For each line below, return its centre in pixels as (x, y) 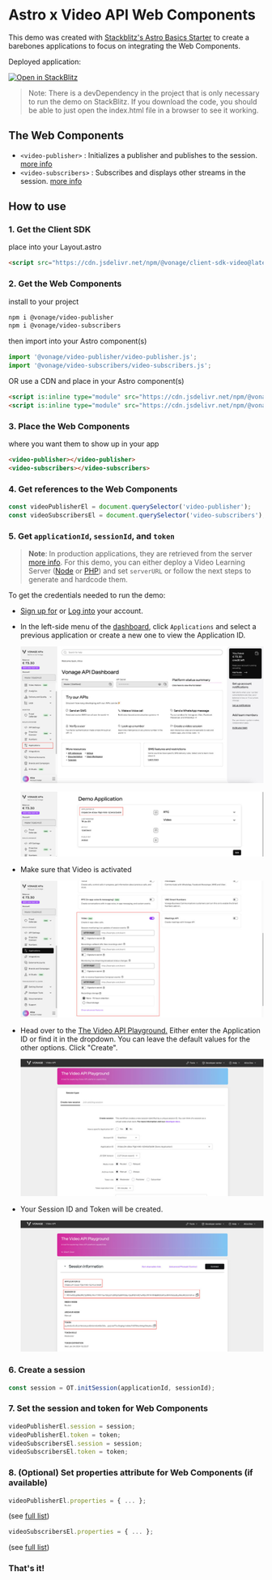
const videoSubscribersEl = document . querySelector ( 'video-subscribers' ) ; (137, 516)
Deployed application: (45, 62)
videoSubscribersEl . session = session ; (76, 1443)
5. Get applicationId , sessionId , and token (92, 536)
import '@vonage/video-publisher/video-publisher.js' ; (103, 357)
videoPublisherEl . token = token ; (65, 1435)
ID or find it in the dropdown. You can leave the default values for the (135, 1039)
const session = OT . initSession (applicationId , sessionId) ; (112, 1388)
